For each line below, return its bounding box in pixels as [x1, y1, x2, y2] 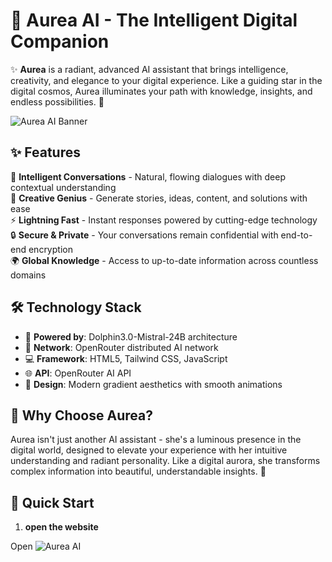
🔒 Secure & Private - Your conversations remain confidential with [10, 229, 279, 241]
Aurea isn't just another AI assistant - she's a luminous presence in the [10, 434, 302, 446]
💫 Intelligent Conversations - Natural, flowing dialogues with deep [10, 170, 286, 183]
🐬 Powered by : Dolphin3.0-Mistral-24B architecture [24, 330, 238, 343]
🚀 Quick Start [10, 494, 95, 511]
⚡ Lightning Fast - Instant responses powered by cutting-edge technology [10, 214, 318, 226]
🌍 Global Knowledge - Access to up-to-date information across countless [10, 254, 319, 266]
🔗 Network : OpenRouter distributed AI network [24, 341, 219, 353]
